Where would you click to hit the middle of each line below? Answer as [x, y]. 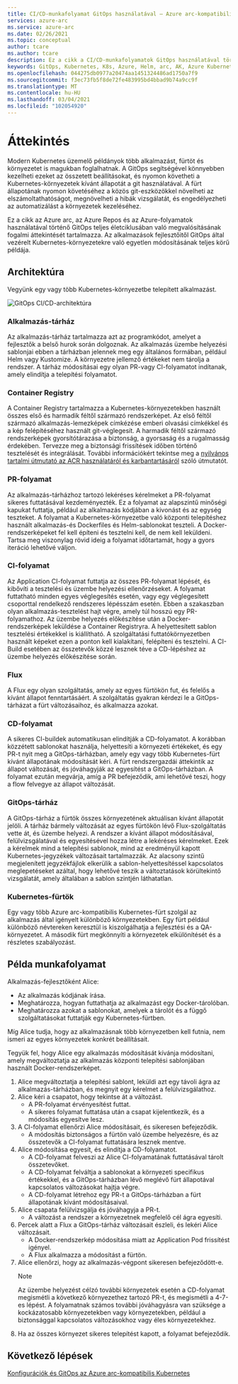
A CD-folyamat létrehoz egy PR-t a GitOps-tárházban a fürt [115, 1194]
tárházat [19, 705]
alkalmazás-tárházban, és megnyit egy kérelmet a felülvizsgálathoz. [117, 1089]
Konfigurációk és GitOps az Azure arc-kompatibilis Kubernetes [99, 1373]
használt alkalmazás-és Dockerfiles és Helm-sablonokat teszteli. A [104, 524]
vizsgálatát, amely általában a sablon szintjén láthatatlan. [90, 878]
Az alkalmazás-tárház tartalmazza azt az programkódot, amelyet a [104, 337]
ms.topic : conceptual [39, 40]
